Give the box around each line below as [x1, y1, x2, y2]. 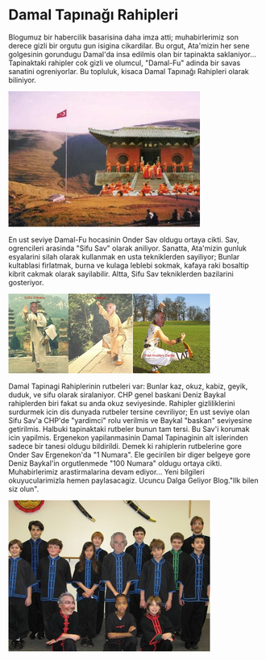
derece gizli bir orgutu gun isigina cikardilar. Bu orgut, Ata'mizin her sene [8, 40, 250, 50]
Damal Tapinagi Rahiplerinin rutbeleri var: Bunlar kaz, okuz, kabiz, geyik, [8, 381, 248, 391]
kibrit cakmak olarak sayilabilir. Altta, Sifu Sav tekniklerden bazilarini [8, 268, 234, 279]
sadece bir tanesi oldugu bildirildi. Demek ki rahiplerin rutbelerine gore [8, 441, 242, 450]
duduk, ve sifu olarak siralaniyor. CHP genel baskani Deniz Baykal [8, 389, 227, 400]
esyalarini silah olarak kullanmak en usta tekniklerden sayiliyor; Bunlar [8, 251, 240, 261]
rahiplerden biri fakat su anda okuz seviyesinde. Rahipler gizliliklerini [8, 398, 235, 408]
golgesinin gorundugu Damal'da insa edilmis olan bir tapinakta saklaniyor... [8, 49, 256, 59]
